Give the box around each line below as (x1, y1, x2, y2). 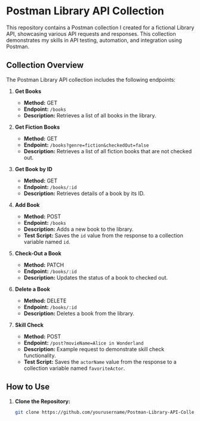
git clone (14, 409, 40, 415)
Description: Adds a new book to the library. (23, 225, 134, 233)
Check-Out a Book (14, 249, 61, 257)
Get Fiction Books (14, 123, 60, 131)
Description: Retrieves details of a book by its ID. (23, 190, 145, 197)
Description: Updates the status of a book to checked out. (23, 274, 168, 281)
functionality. (23, 352, 56, 359)
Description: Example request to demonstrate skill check (23, 345, 165, 352)
